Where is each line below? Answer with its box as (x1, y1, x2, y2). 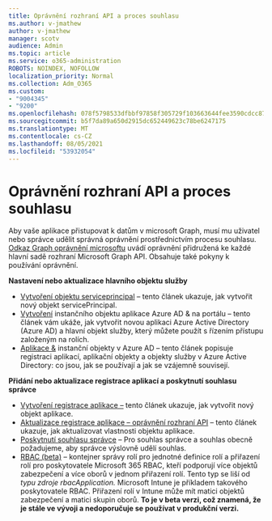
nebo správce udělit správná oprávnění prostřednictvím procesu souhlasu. (8, 235, 257, 244)
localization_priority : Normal (8, 72, 114, 80)
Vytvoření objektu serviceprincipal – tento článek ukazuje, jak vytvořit (19, 292, 253, 302)
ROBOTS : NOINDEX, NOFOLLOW (8, 65, 100, 73)
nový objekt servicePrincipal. (19, 300, 117, 310)
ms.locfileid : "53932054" (8, 147, 96, 155)
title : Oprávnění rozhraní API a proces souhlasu (8, 11, 180, 20)
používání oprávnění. (8, 260, 79, 270)
